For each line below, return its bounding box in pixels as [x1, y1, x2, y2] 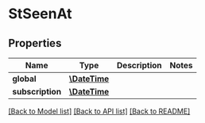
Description [116, 60, 162, 71]
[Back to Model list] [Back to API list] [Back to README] [8, 106, 191, 116]
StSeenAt [8, 5, 73, 23]
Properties [8, 37, 62, 50]
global [12, 73, 37, 84]
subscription [12, 86, 62, 97]
